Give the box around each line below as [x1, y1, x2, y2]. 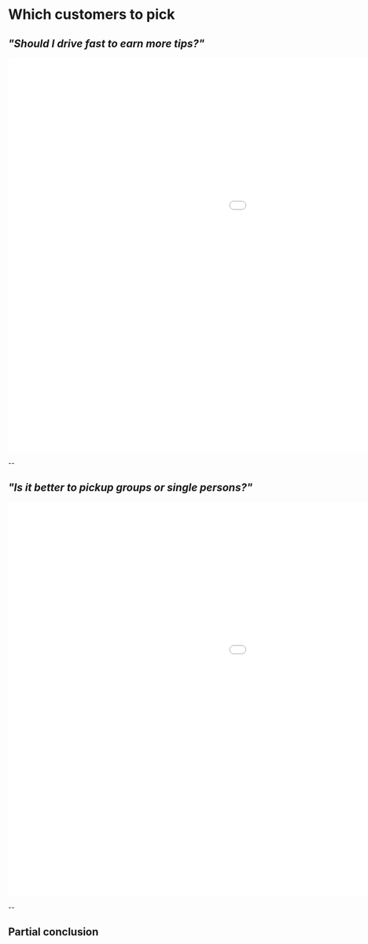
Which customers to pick [8, 6, 175, 24]
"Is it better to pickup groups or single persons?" [8, 481, 253, 494]
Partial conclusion [8, 925, 99, 938]
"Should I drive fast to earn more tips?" [8, 37, 205, 50]
